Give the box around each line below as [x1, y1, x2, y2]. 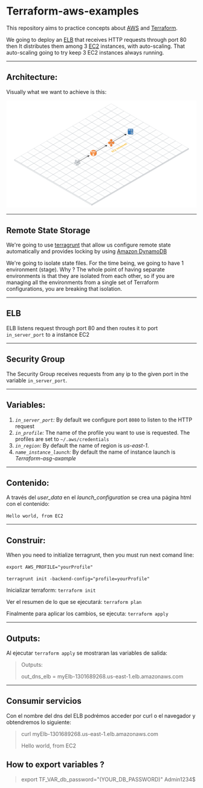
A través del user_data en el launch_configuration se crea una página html [6, 494, 192, 501]
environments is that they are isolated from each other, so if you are [6, 273, 175, 280]
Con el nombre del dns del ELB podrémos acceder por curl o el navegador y [6, 712, 196, 719]
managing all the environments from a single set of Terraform [6, 279, 159, 286]
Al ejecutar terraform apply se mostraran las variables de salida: [6, 649, 168, 657]
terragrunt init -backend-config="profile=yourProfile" [6, 576, 150, 582]
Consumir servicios [6, 696, 82, 706]
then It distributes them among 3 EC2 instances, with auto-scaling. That [6, 42, 185, 50]
